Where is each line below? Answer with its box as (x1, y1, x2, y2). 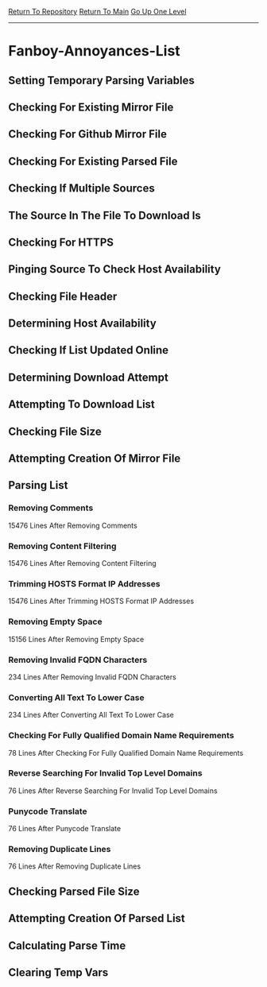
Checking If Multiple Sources (8, 182, 155, 195)
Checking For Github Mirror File (8, 127, 167, 141)
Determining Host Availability (8, 317, 157, 331)
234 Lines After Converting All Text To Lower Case (8, 710, 175, 720)
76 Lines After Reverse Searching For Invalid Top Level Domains (8, 786, 218, 795)
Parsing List (8, 478, 68, 492)
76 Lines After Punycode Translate (8, 824, 122, 834)
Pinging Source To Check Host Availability (8, 262, 221, 277)
